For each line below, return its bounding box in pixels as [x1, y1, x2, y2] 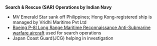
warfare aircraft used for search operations [12, 30, 101, 35]
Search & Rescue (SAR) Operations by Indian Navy [5, 4, 112, 10]
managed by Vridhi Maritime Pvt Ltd [12, 19, 86, 25]
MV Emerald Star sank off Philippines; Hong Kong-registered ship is [12, 14, 152, 19]
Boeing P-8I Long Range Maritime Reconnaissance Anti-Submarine [12, 24, 151, 30]
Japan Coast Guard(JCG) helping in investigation [12, 35, 113, 41]
